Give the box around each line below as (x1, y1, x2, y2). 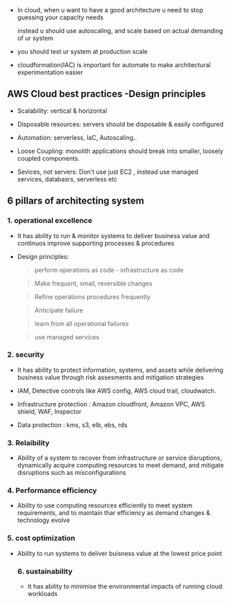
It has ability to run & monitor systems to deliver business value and (17, 231, 210, 240)
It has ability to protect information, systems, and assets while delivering (17, 366, 223, 374)
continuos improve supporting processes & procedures (17, 239, 175, 247)
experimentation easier (17, 69, 83, 76)
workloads (27, 589, 58, 597)
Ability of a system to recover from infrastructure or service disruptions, (17, 453, 223, 462)
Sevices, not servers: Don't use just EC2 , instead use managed (17, 168, 198, 176)
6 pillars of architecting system (7, 195, 145, 207)
